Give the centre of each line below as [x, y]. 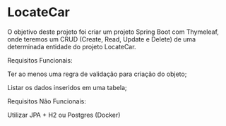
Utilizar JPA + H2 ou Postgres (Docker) [64, 115]
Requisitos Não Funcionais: [47, 101]
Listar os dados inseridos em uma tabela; [67, 87]
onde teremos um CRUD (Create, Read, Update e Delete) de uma [102, 39]
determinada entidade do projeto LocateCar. [72, 46]
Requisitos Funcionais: [40, 60]
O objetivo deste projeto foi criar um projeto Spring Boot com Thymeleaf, [113, 32]
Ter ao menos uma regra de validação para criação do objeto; [97, 74]
